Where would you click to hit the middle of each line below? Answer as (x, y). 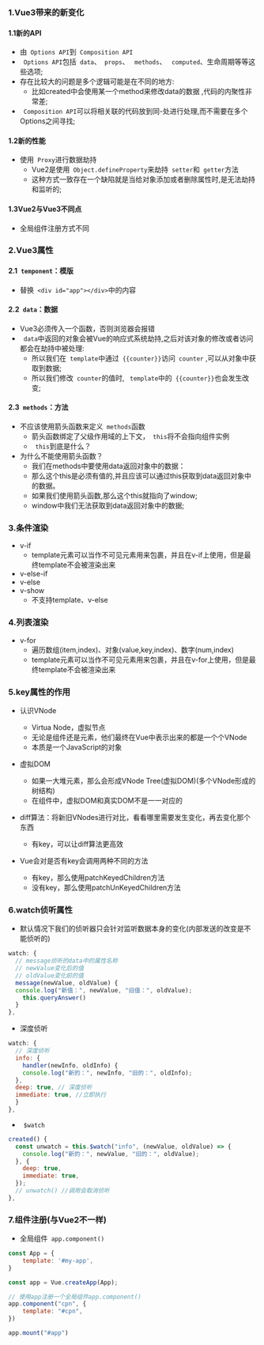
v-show (32, 591)
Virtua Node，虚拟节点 (68, 727)
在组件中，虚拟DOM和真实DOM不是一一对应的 (107, 800)
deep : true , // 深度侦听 (54, 1088)
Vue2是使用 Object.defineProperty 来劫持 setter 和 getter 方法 (135, 170)
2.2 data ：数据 (33, 309)
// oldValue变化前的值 (50, 975)
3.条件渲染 (28, 527)
